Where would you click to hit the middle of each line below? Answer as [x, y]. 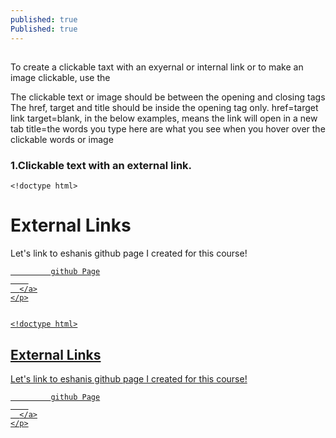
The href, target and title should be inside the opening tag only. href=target [164, 107]
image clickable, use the [60, 77]
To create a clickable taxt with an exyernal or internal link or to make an [157, 67]
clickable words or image [62, 139]
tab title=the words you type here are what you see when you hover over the [168, 128]
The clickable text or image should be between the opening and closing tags [168, 97]
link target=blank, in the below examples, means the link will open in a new [164, 118]
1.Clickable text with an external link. [101, 165]
